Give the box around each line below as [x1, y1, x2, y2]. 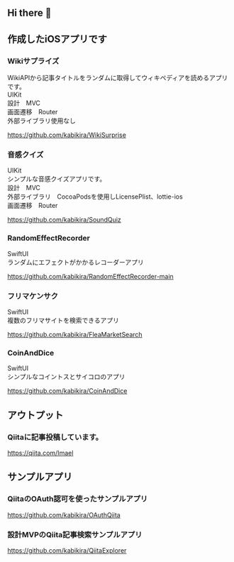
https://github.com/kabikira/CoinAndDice [7, 387, 128, 395]
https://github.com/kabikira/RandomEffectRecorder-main [7, 272, 174, 280]
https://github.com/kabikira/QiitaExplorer [7, 546, 127, 554]
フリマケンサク [7, 291, 59, 301]
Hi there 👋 [7, 7, 52, 19]
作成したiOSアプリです [7, 33, 108, 45]
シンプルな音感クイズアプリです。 [7, 175, 106, 183]
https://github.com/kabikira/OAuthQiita [7, 510, 121, 519]
